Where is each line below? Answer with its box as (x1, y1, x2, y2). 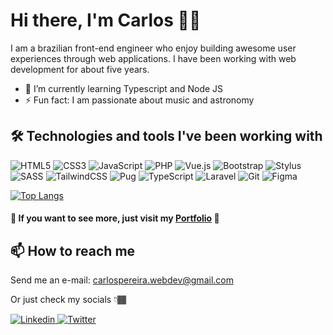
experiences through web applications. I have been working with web (10, 52, 297, 64)
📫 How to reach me (10, 242, 136, 259)
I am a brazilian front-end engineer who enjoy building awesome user (10, 42, 297, 54)
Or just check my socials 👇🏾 (10, 294, 127, 306)
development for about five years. (10, 63, 150, 75)
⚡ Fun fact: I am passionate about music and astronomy (24, 94, 255, 106)
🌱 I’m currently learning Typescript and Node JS (24, 82, 224, 94)
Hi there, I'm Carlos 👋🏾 (10, 9, 202, 32)
